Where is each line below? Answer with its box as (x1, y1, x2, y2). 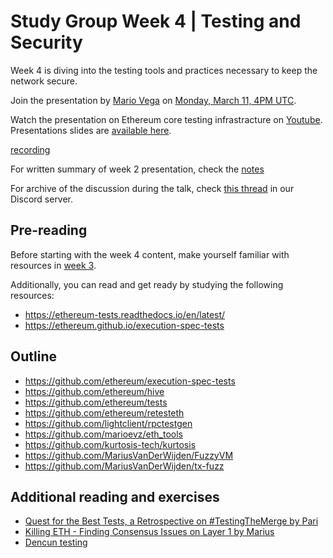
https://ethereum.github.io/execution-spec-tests (24, 319, 225, 331)
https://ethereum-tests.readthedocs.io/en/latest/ (24, 308, 226, 320)
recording (10, 143, 51, 155)
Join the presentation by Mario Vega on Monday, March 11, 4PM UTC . (10, 94, 297, 106)
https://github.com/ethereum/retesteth (24, 406, 185, 419)
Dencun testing (24, 536, 88, 549)
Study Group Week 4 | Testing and (10, 10, 302, 33)
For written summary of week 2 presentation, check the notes (10, 163, 265, 175)
